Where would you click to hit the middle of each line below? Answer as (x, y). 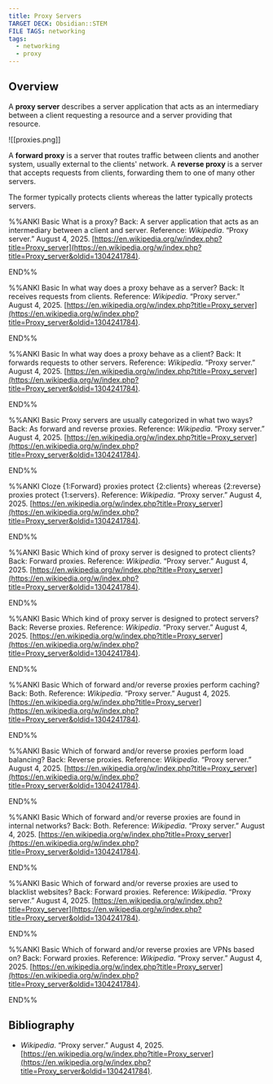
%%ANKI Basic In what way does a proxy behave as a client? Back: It (125, 353)
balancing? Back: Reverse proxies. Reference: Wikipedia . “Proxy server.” (130, 759)
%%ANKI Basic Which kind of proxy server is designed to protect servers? (134, 618)
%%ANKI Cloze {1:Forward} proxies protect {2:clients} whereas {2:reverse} (135, 486)
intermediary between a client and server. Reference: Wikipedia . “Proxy (128, 230)
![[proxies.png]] (35, 139)
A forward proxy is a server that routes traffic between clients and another (134, 155)
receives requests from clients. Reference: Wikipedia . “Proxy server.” (124, 296)
